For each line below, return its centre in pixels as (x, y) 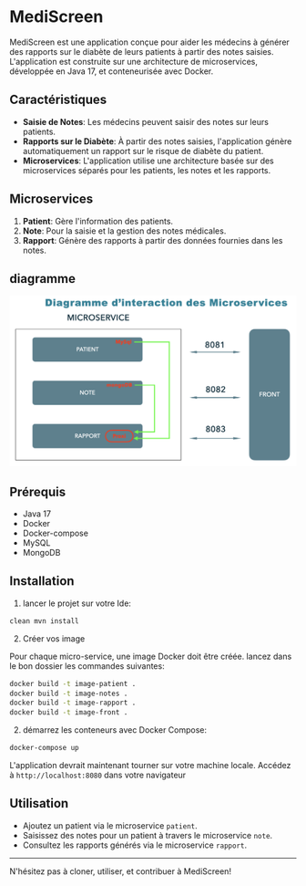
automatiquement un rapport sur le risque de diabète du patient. (143, 151)
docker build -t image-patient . (73, 683)
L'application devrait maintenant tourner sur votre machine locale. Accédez (150, 765)
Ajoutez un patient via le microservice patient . (110, 825)
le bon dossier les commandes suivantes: (87, 666)
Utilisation (39, 803)
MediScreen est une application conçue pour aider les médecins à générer (149, 42)
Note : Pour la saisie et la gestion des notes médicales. (124, 231)
